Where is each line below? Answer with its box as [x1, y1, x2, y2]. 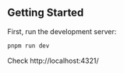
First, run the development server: [7, 26, 117, 36]
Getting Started [7, 6, 84, 19]
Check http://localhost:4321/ [7, 56, 99, 65]
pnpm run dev [7, 42, 50, 50]
